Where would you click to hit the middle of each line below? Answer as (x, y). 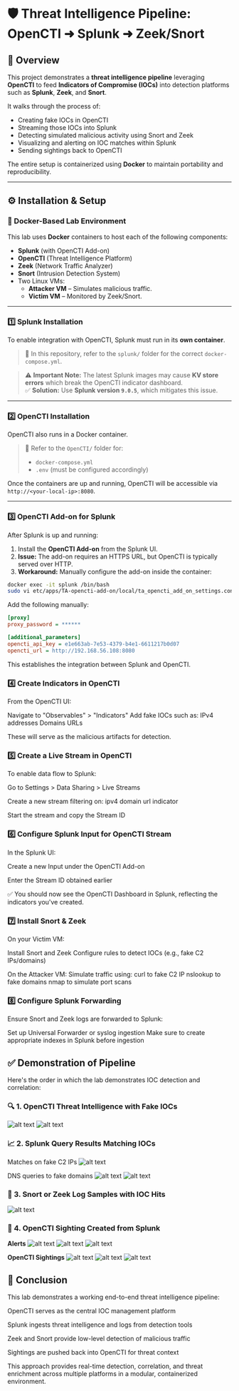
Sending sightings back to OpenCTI (70, 150)
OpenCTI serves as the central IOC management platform (92, 1311)
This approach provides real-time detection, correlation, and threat (105, 1366)
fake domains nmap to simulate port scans (70, 982)
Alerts (17, 1244)
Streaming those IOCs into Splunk (67, 128)
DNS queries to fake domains (51, 1176)
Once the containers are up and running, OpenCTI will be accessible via (113, 484)
